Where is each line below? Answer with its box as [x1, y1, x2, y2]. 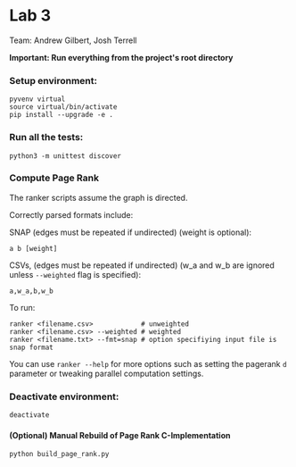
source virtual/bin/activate [9, 103, 118, 112]
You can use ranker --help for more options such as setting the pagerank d [9, 358, 287, 369]
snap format [9, 343, 53, 352]
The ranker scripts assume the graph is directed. [9, 192, 188, 203]
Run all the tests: [9, 131, 84, 144]
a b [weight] [9, 244, 58, 253]
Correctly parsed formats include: [9, 209, 134, 220]
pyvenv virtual [9, 95, 66, 104]
